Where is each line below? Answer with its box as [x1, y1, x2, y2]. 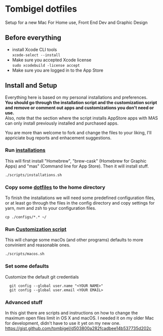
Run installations [5, 147, 46, 154]
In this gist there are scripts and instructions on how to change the [5, 310, 138, 316]
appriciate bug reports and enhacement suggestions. [5, 135, 112, 141]
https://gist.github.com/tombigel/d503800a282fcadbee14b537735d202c [5, 325, 152, 332]
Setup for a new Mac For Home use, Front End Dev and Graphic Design [5, 19, 148, 25]
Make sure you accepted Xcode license [12, 57, 91, 63]
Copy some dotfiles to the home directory [5, 184, 106, 190]
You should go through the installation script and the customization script [5, 99, 157, 105]
